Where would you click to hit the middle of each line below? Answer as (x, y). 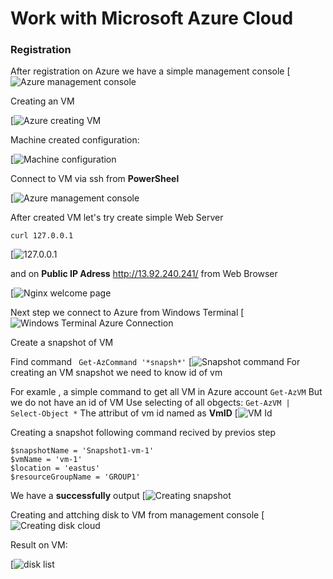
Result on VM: (39, 545)
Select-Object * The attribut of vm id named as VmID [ (124, 413)
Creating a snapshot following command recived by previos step (143, 433)
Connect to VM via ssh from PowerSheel (95, 179)
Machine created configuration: (75, 140)
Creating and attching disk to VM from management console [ (137, 515)
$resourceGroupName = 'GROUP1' (75, 477)
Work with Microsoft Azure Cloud (152, 18)
